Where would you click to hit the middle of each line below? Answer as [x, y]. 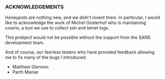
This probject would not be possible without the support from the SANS [78, 37]
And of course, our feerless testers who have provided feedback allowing [80, 52]
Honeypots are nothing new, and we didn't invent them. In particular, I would [83, 18]
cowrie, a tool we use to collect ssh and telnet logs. [57, 28]
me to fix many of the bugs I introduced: [46, 57]
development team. [25, 43]
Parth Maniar [25, 72]
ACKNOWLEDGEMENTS [35, 7]
